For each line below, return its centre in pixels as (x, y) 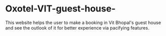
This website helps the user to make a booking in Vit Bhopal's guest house (83, 22)
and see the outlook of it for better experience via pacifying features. (77, 27)
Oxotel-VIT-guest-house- (60, 9)
